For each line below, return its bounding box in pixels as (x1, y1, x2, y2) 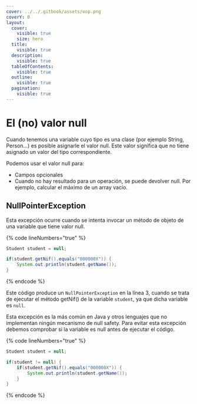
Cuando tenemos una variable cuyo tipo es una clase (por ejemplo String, (6, 136, 184, 143)
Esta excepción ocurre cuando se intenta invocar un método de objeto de (6, 216, 184, 224)
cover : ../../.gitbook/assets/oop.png (6, 8, 101, 15)
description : (11, 52, 44, 58)
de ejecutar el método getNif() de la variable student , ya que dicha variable (6, 295, 188, 303)
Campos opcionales (14, 171, 64, 178)
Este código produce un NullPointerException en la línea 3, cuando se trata (6, 290, 190, 296)
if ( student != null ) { (6, 359, 62, 365)
